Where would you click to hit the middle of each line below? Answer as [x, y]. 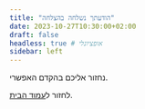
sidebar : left [36, 52]
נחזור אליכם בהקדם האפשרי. [59, 77]
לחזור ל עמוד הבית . [41, 95]
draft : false [34, 35]
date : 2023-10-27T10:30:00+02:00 [73, 26]
